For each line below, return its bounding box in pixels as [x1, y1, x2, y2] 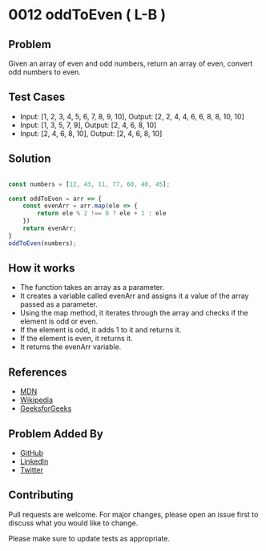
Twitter [19, 465, 44, 475]
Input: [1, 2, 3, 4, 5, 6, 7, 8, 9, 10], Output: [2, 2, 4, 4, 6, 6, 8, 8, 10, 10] [19, 111, 244, 121]
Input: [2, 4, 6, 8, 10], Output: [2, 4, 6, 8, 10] [19, 128, 163, 138]
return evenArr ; [22, 224, 78, 232]
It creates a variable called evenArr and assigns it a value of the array [19, 291, 249, 301]
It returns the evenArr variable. [19, 342, 122, 352]
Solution [8, 152, 51, 166]
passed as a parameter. [19, 300, 98, 309]
